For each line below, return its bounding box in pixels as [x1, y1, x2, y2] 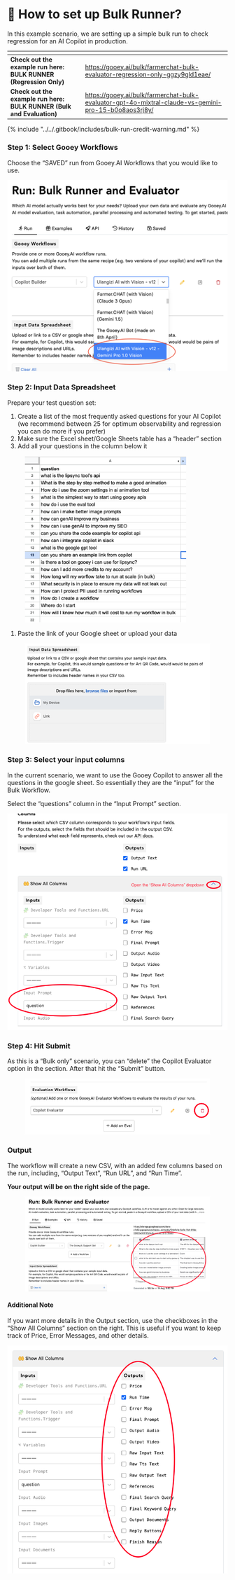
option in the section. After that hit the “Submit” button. [7, 1065, 166, 1073]
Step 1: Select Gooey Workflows [7, 143, 118, 153]
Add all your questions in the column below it [17, 441, 148, 450]
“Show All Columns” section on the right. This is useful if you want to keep [7, 1324, 222, 1332]
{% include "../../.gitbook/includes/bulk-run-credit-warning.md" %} [7, 125, 200, 134]
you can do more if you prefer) [17, 427, 106, 435]
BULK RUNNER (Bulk [10, 102, 71, 111]
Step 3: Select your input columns [7, 755, 125, 765]
